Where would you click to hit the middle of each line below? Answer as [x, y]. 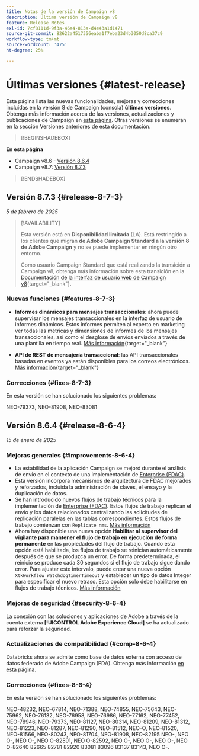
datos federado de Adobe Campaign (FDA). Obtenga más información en [95, 663]
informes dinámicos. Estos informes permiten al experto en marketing [100, 324]
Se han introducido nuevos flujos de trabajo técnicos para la [88, 500]
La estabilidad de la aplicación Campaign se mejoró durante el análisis [100, 468]
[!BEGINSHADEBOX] [45, 137]
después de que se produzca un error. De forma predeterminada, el [97, 556]
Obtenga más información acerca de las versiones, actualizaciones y [90, 114]
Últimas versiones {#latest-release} [96, 84]
